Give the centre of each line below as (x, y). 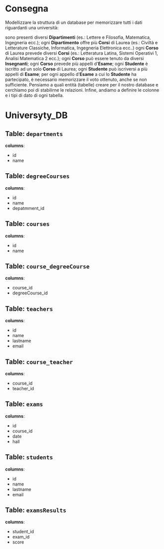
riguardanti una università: (32, 27)
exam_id (21, 537)
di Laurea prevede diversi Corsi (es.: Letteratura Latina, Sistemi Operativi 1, (82, 53)
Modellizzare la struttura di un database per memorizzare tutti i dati (74, 22)
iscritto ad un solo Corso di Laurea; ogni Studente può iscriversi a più (76, 69)
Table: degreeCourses (37, 176)
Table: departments (34, 134)
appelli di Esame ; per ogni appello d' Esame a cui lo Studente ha (71, 74)
